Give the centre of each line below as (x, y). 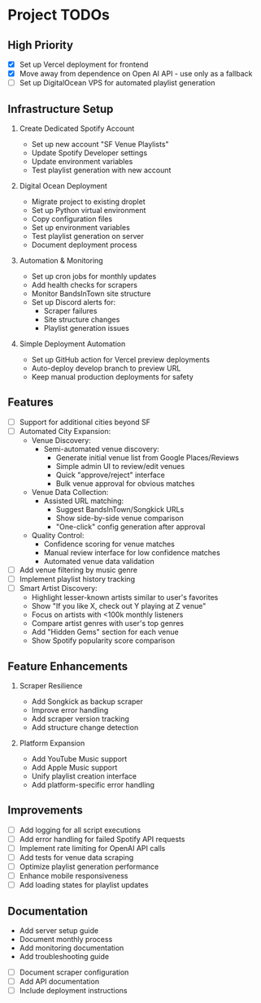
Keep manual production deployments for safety (113, 377)
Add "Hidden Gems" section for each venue (105, 632)
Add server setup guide (59, 931)
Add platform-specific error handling (93, 784)
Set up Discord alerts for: (74, 302)
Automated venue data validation (99, 561)
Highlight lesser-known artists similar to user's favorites (125, 597)
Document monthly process (66, 939)
